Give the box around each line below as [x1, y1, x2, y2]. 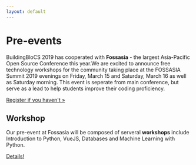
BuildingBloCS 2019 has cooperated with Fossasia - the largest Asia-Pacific [6, 54, 190, 61]
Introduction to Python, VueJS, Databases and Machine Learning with [6, 135, 175, 142]
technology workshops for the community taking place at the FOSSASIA [6, 66, 181, 73]
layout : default [6, 8, 46, 15]
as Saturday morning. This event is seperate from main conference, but [6, 78, 179, 85]
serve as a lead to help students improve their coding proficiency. [6, 85, 165, 92]
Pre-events [6, 34, 62, 47]
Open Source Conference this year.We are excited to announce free [6, 60, 171, 67]
